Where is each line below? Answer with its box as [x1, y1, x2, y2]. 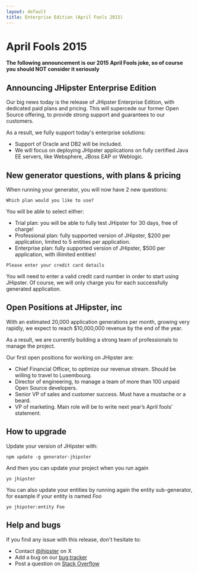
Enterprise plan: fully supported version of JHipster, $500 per [14, 244, 165, 252]
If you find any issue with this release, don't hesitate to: [6, 536, 141, 543]
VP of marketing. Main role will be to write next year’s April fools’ [14, 403, 173, 410]
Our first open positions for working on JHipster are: [6, 354, 134, 361]
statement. [14, 409, 41, 416]
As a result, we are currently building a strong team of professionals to [6, 336, 178, 343]
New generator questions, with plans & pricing [6, 170, 181, 180]
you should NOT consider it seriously [6, 66, 100, 73]
